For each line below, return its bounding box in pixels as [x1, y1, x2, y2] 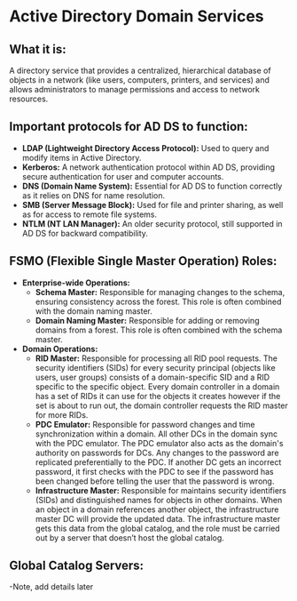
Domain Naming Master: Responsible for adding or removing [35, 315, 260, 325]
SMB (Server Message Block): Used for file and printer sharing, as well [21, 199, 284, 210]
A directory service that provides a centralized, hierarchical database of [9, 65, 272, 76]
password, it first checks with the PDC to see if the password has [35, 466, 274, 477]
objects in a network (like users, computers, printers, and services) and [9, 75, 270, 85]
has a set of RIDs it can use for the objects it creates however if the [35, 390, 281, 401]
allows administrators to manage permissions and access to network [9, 84, 260, 94]
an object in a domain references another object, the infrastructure [35, 504, 279, 515]
